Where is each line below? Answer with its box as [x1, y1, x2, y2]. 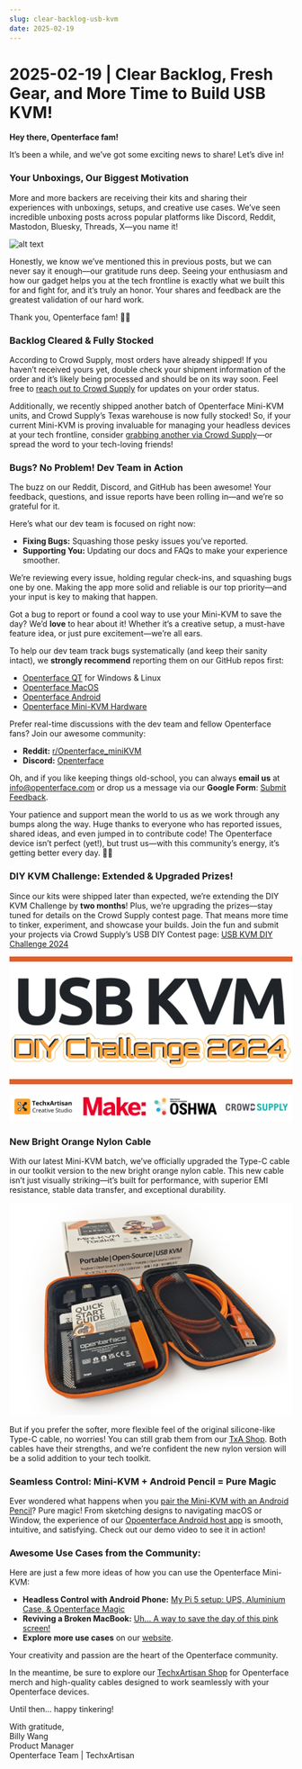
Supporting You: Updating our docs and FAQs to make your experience [22, 546, 288, 556]
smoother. [22, 555, 60, 566]
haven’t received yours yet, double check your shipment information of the [9, 365, 286, 375]
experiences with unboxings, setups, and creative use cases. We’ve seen [9, 202, 280, 212]
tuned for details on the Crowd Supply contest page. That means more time [9, 909, 289, 920]
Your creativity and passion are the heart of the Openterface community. [9, 1650, 279, 1661]
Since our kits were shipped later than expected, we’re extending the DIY [9, 890, 280, 901]
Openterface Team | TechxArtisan [9, 1750, 135, 1761]
